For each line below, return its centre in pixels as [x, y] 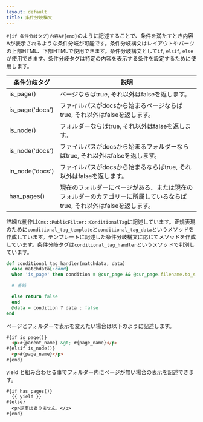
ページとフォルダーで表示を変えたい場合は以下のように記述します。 [91, 326]
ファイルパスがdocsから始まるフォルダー [118, 146]
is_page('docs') [32, 110]
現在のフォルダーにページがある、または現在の [127, 187]
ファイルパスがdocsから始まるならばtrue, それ [126, 167]
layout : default [27, 12]
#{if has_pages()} [29, 391]
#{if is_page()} [27, 337]
